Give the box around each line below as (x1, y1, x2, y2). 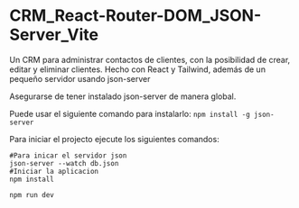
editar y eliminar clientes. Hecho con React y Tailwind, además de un (9, 64, 266, 75)
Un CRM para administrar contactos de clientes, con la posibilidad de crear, (9, 54, 291, 65)
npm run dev (9, 190, 54, 199)
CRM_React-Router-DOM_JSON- (9, 5, 262, 26)
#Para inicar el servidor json (9, 150, 127, 160)
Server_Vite (9, 24, 99, 45)
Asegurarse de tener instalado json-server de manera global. (9, 91, 237, 102)
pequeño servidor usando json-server (9, 73, 151, 84)
